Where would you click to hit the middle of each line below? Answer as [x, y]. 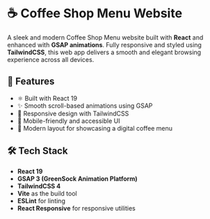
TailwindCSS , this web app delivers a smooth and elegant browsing [104, 52]
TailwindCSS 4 [39, 186]
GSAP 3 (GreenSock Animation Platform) [77, 179]
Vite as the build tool [47, 193]
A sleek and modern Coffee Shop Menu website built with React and [105, 37]
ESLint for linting [41, 201]
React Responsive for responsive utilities [76, 208]
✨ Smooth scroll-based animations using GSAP [85, 106]
